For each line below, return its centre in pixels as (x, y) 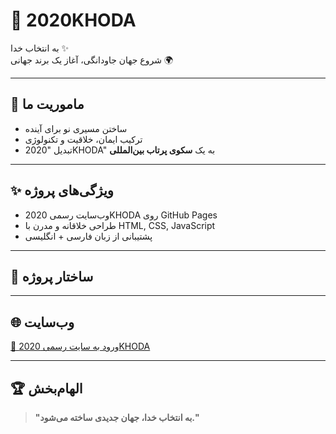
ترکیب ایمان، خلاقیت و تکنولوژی (83, 139)
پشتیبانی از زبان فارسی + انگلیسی (88, 236)
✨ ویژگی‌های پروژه (62, 190)
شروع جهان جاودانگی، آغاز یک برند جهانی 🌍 (91, 60)
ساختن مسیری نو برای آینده (76, 128)
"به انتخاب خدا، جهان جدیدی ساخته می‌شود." (117, 417)
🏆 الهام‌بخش (46, 388)
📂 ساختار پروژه (52, 276)
